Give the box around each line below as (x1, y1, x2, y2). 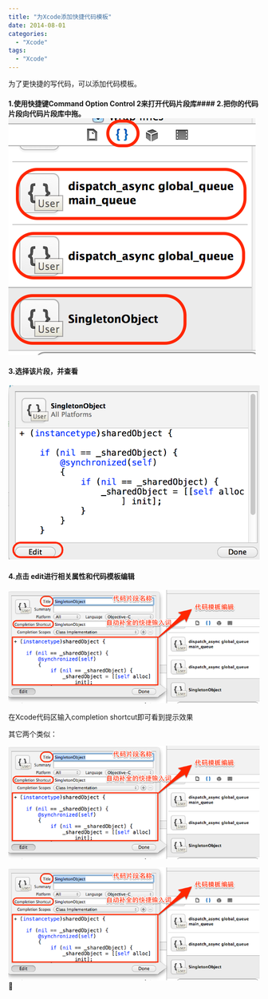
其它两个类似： (8, 729, 57, 739)
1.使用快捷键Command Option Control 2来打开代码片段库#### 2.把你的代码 (8, 98, 259, 108)
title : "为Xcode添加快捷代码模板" (8, 13, 112, 21)
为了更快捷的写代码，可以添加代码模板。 (8, 79, 141, 88)
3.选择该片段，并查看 (8, 367, 78, 376)
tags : (8, 46, 26, 55)
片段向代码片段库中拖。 (8, 109, 85, 118)
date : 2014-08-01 (8, 21, 66, 30)
